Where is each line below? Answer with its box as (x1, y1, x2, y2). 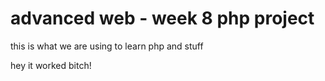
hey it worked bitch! (10, 59, 92, 71)
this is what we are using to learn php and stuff (10, 40, 204, 52)
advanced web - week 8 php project (10, 7, 315, 30)
